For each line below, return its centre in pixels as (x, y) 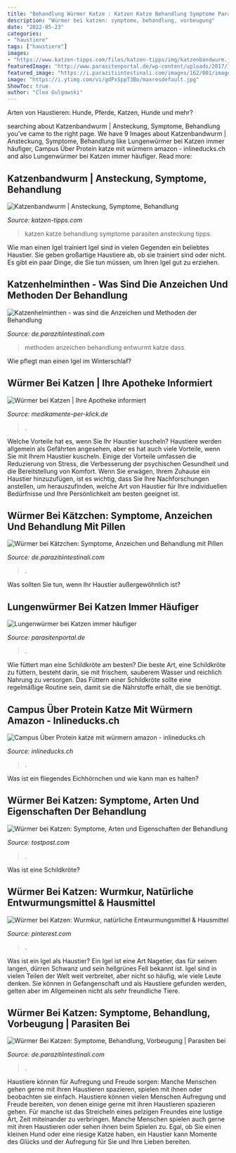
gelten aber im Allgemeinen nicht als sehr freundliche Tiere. (94, 991)
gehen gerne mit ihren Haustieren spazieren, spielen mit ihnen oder (105, 1090)
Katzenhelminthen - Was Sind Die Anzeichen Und (118, 285)
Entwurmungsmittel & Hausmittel (81, 903)
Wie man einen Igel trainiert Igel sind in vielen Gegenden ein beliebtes (108, 247)
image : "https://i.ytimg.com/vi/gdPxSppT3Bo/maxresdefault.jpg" (103, 79)
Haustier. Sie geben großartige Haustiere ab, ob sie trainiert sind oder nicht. (117, 255)
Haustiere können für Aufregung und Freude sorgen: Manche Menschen (112, 1082)
